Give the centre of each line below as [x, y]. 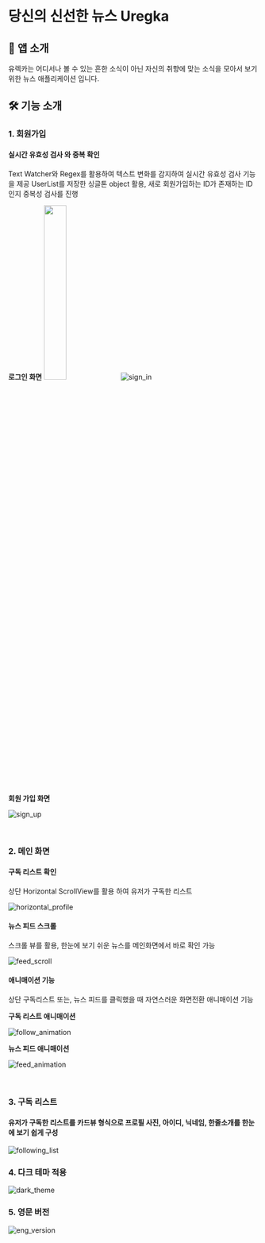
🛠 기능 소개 [35, 106]
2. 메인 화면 [29, 851]
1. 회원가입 [27, 134]
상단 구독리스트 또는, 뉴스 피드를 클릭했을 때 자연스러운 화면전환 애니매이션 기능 [131, 1000]
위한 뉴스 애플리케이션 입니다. [54, 79]
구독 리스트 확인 [33, 872]
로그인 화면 [25, 376]
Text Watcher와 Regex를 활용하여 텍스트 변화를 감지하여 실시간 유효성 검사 [125, 174]
